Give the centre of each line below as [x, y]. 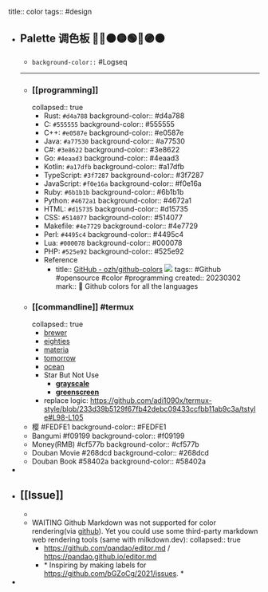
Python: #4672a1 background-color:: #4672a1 [117, 201]
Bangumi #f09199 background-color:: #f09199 [108, 436]
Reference [61, 260]
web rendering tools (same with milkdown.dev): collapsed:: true [136, 540]
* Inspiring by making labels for [95, 565]
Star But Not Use [71, 375]
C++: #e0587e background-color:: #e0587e [114, 133]
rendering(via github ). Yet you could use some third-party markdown [145, 531]
